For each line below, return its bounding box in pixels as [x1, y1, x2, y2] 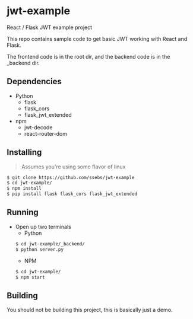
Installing [7, 147, 42, 158]
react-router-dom [24, 130, 68, 137]
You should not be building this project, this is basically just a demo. [7, 307, 173, 314]
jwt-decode [24, 123, 53, 131]
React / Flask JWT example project [7, 24, 93, 31]
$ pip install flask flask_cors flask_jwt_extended [7, 191, 137, 197]
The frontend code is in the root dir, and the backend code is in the [7, 53, 170, 60]
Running [7, 208, 39, 218]
